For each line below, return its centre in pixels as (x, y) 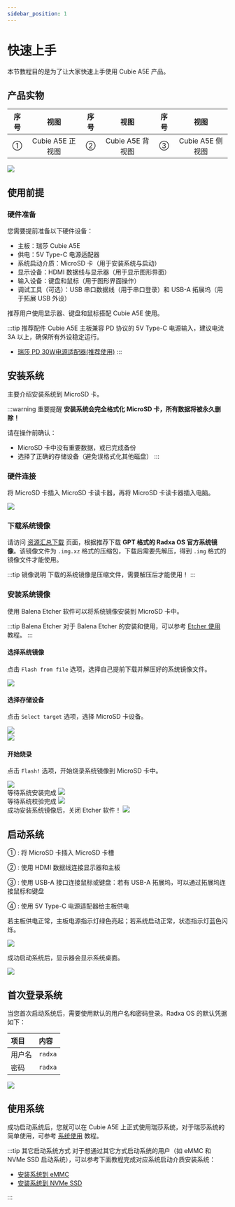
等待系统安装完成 (32, 793)
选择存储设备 (26, 699)
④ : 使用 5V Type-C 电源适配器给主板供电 (68, 906)
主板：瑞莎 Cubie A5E (49, 246)
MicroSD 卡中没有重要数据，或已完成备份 (77, 447)
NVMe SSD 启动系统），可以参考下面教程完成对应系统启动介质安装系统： (111, 1159)
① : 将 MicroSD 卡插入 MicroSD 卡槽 (61, 853)
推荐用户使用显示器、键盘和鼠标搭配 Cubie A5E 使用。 (85, 313)
